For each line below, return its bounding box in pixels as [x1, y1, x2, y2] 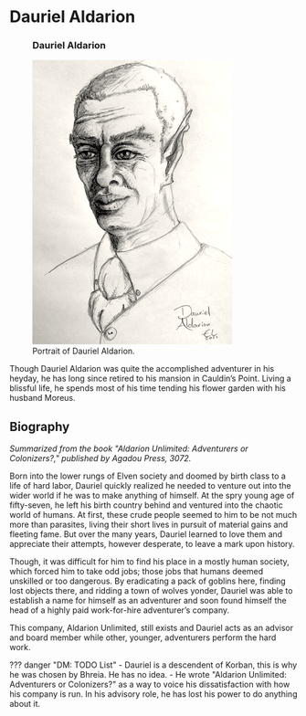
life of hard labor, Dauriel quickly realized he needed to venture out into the [9, 480, 292, 491]
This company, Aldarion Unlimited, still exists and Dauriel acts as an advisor [9, 623, 294, 634]
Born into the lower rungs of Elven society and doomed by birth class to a [9, 470, 286, 481]
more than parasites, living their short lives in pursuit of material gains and [9, 519, 289, 531]
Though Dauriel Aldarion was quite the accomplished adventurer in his [9, 363, 275, 374]
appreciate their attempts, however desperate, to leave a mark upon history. [9, 539, 295, 550]
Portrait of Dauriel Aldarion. [32, 345, 135, 357]
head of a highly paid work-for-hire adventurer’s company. [9, 605, 230, 616]
